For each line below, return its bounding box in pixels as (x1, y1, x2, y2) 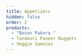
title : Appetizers (6, 8, 51, 15)
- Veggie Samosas (11, 41, 54, 47)
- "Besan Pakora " (11, 30, 56, 36)
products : (6, 24, 30, 31)
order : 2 (6, 19, 27, 25)
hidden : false (6, 14, 41, 20)
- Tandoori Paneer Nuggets (11, 36, 77, 41)
